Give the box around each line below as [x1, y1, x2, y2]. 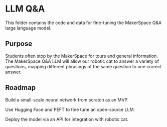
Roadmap [5, 83, 36, 92]
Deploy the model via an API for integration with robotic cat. [5, 116, 129, 122]
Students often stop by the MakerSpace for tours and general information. [5, 53, 158, 59]
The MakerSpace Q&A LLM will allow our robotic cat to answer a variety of [5, 58, 159, 64]
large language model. [5, 25, 52, 31]
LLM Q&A [5, 3, 45, 15]
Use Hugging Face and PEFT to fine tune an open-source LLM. [5, 106, 135, 112]
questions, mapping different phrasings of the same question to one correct [5, 63, 162, 69]
